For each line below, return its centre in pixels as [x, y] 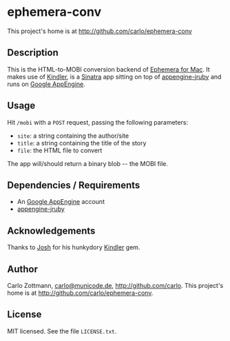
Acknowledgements [51, 230]
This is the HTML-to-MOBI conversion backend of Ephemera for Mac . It [108, 69]
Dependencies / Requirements [74, 185]
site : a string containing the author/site [73, 136]
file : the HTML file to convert [60, 150]
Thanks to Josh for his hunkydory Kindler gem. [74, 247]
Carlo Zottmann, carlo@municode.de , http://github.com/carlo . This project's [115, 286]
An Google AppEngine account [61, 202]
